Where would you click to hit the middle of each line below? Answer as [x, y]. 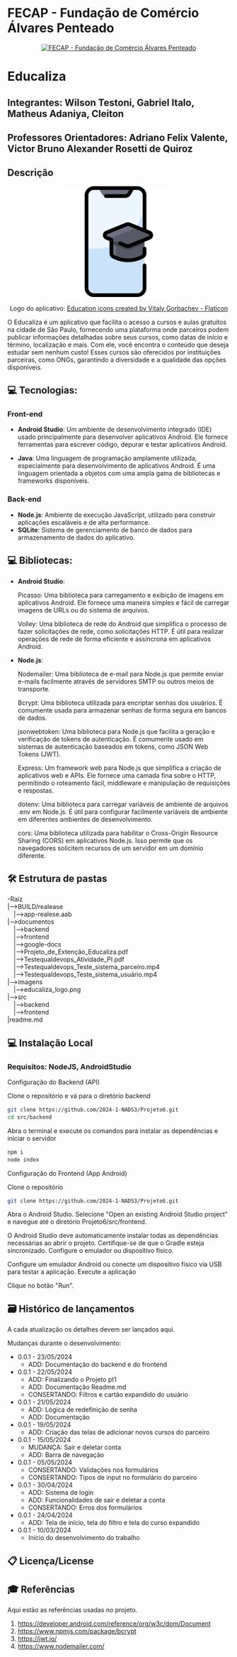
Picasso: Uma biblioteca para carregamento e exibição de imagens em [121, 595]
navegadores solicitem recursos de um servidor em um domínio [110, 848]
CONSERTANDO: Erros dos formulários [85, 1507]
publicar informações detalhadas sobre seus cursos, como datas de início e [118, 337]
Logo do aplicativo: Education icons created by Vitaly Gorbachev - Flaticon [119, 308]
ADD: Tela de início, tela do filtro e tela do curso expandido [114, 1523]
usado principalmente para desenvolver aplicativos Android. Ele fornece [123, 437]
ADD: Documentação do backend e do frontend [98, 1365]
